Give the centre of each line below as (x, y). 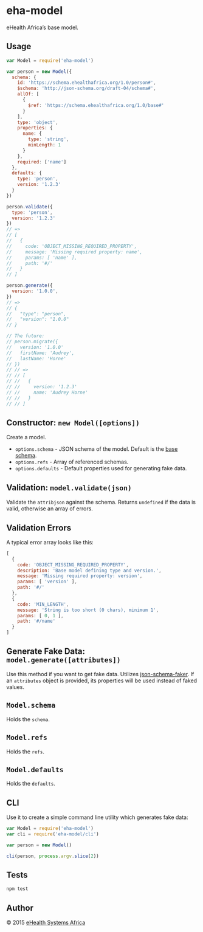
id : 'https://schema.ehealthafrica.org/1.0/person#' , (87, 83)
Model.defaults (35, 769)
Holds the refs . (25, 752)
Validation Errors (39, 528)
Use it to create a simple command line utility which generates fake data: (97, 817)
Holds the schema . (28, 719)
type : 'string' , (49, 139)
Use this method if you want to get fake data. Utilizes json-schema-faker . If (100, 674)
